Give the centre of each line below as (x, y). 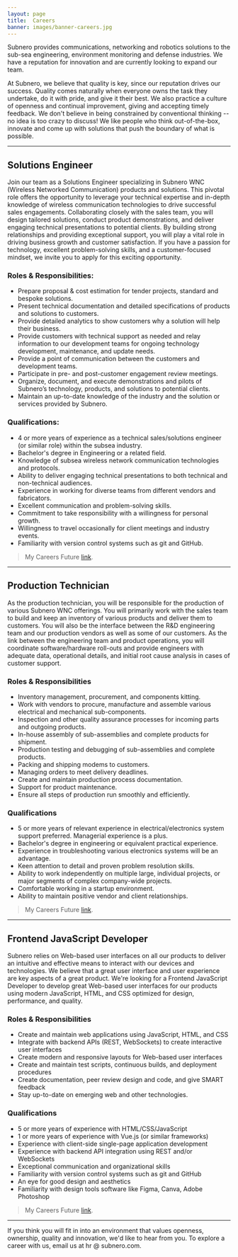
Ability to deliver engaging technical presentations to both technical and (123, 475)
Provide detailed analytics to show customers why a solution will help (119, 321)
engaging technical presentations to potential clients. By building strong (112, 227)
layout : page (27, 14)
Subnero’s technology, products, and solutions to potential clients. (114, 389)
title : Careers (31, 21)
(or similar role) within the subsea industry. (80, 445)
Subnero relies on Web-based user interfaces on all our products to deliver (117, 956)
